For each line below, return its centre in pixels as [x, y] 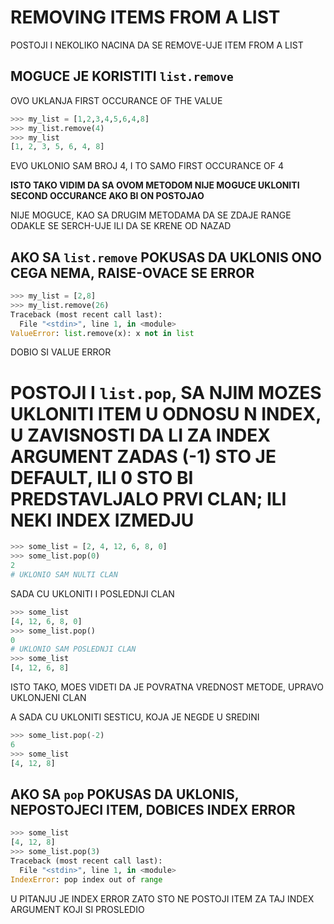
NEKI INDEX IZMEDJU [102, 520]
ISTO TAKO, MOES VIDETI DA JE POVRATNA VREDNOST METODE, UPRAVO [167, 687]
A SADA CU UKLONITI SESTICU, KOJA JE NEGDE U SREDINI [135, 717]
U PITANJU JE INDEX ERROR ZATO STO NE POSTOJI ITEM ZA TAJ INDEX [162, 898]
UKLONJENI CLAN [48, 697]
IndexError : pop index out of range [86, 879]
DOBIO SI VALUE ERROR [61, 352]
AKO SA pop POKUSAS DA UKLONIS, [125, 794]
